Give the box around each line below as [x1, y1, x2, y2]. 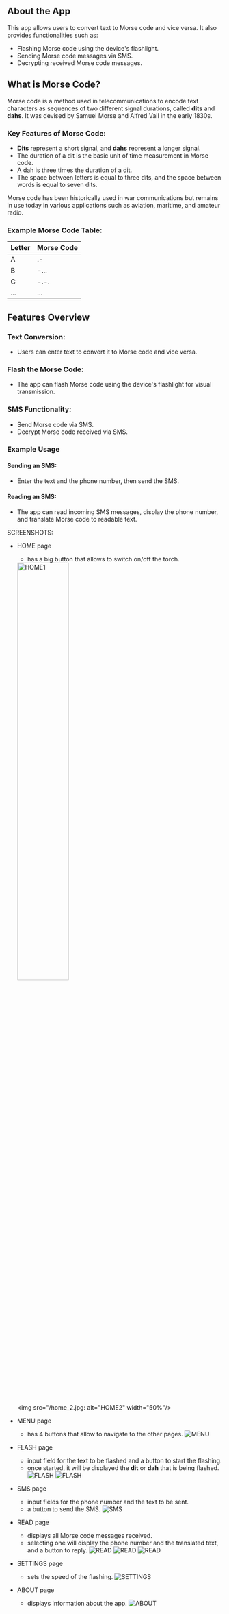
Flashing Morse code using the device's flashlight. [16, 44, 159, 52]
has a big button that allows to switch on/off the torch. [27, 554, 180, 563]
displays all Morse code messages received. [27, 1531, 152, 1539]
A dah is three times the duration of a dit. [16, 166, 133, 174]
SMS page [16, 1484, 46, 1493]
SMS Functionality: [7, 404, 72, 414]
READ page [16, 1518, 50, 1526]
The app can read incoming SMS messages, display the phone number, [16, 507, 219, 516]
